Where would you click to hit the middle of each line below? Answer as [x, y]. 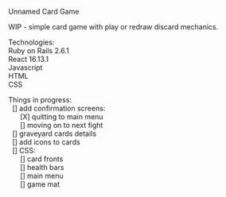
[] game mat [40, 184]
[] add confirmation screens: [58, 108]
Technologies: [31, 42]
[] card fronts [41, 159]
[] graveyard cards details [54, 133]
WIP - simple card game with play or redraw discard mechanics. [113, 27]
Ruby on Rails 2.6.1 [39, 50]
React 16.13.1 [29, 59]
